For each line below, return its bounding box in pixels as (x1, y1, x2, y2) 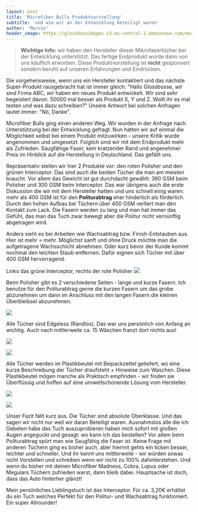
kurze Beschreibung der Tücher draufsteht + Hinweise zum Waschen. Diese (6, 366, 190, 373)
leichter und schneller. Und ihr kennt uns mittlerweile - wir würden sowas (6, 450, 184, 457)
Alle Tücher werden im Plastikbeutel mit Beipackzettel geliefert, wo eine (6, 360, 180, 367)
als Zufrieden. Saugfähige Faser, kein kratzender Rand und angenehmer (6, 145, 181, 152)
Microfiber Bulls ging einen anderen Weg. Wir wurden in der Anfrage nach (6, 120, 186, 127)
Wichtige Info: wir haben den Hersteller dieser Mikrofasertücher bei (20, 47, 187, 54)
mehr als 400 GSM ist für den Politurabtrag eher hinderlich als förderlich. (6, 194, 185, 201)
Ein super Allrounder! (6, 499, 58, 506)
